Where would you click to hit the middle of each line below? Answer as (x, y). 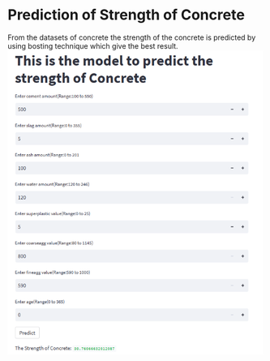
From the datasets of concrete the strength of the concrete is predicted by (132, 37)
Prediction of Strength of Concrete (126, 15)
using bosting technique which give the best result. (93, 45)
